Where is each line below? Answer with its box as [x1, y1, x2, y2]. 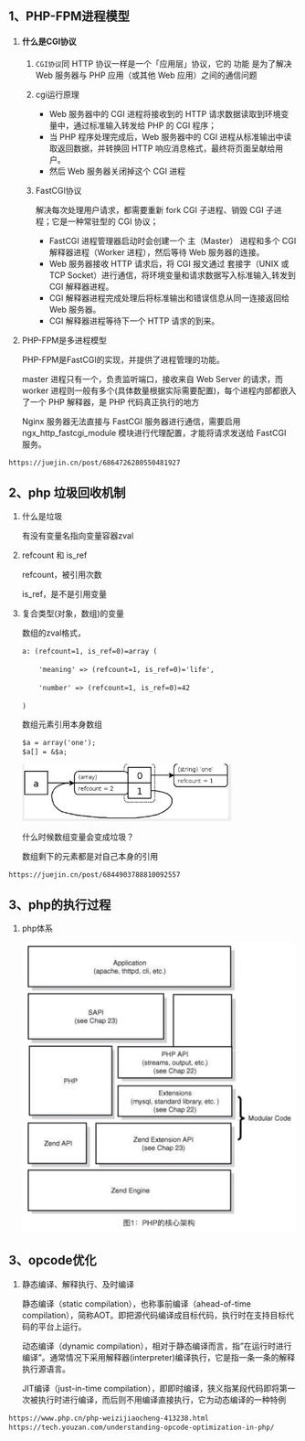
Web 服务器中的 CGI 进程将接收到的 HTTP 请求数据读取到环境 [48, 108, 281, 119]
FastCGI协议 [35, 185, 82, 196]
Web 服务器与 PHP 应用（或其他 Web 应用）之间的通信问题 [35, 69, 258, 80]
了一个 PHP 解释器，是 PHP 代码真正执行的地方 [21, 396, 200, 407]
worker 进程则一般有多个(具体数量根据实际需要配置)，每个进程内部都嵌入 [21, 385, 297, 396]
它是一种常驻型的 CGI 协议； [51, 216, 159, 227]
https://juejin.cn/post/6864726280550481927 [8, 458, 181, 467]
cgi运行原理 [35, 89, 79, 100]
